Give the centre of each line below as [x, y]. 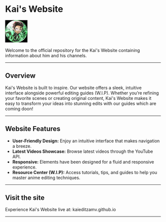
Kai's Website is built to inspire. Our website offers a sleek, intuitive [73, 88]
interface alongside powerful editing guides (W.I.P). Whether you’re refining [82, 93]
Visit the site [25, 198]
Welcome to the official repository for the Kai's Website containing [73, 50]
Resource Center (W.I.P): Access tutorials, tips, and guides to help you [84, 172]
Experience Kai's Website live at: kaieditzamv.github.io [61, 210]
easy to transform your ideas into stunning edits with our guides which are [81, 103]
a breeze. [22, 146]
